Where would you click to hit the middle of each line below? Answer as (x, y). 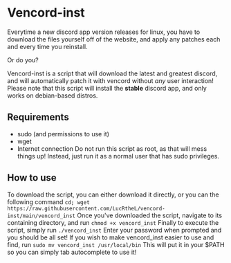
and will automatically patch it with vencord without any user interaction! (111, 80)
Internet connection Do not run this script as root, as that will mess (112, 148)
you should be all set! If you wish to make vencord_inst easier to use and (111, 237)
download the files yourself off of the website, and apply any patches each (114, 39)
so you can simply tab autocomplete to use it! (72, 252)
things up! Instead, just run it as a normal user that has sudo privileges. (118, 156)
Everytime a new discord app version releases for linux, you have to (104, 32)
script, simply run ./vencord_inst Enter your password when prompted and (114, 230)
